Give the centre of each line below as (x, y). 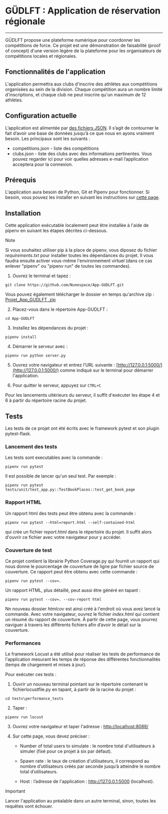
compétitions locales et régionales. (41, 56)
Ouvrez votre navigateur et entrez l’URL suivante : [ (65, 365)
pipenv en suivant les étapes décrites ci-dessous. (56, 230)
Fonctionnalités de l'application (55, 72)
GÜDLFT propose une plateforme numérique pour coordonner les (73, 40)
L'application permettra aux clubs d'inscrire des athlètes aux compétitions (81, 84)
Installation (23, 213)
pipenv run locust (24, 717)
